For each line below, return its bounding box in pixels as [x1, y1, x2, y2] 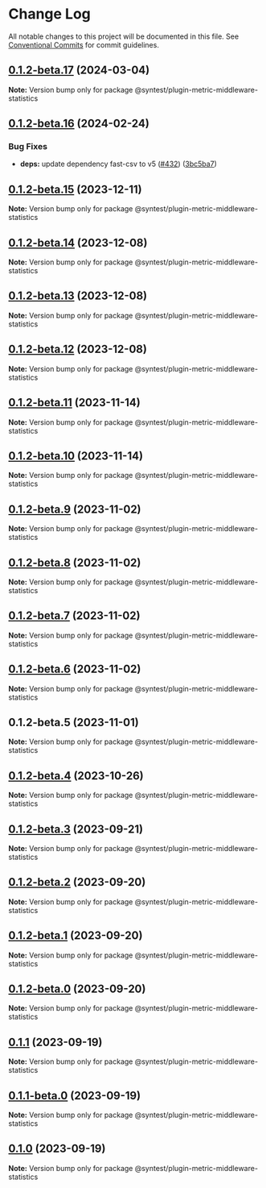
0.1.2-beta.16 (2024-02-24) [8, 117, 150, 131]
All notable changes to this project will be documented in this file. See [8, 31, 239, 41]
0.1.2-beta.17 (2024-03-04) [8, 64, 150, 77]
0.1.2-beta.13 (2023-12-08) [8, 289, 147, 303]
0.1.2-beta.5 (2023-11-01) [8, 715, 139, 729]
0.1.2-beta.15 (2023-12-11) [8, 182, 142, 196]
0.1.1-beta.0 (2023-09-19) [8, 1089, 141, 1103]
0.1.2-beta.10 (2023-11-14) [8, 449, 143, 463]
